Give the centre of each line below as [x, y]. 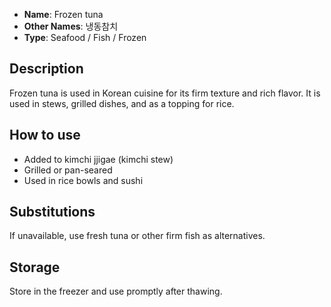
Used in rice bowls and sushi [83, 180]
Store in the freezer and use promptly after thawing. [116, 291]
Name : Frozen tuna [63, 14]
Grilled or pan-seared [68, 170]
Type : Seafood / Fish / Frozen [85, 37]
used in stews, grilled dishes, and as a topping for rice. [122, 103]
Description [46, 69]
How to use [45, 135]
